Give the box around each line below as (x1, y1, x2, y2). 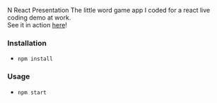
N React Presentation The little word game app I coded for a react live (7, 6, 211, 14)
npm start (17, 89, 47, 96)
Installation (7, 38, 47, 48)
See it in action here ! (7, 21, 67, 29)
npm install (17, 55, 53, 62)
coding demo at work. (7, 13, 71, 22)
